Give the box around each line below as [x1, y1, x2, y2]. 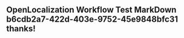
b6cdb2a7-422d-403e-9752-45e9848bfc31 [6, 14, 179, 25]
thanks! [6, 24, 36, 34]
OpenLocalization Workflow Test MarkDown [6, 5, 177, 15]
